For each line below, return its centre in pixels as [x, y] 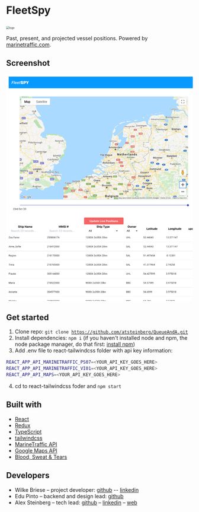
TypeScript [28, 431]
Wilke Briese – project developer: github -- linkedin [77, 489]
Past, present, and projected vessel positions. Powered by [77, 38]
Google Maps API [36, 450]
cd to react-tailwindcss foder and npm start [68, 386]
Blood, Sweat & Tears [41, 457]
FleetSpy [28, 10]
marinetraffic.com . [29, 44]
